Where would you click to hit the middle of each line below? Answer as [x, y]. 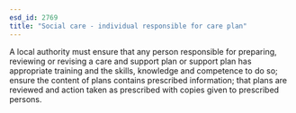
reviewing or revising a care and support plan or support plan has [130, 61]
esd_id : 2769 [34, 17]
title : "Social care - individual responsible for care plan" [128, 26]
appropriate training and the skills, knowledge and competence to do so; [144, 70]
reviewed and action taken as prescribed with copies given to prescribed [144, 90]
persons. [26, 99]
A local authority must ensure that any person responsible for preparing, [143, 51]
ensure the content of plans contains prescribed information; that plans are [148, 80]
